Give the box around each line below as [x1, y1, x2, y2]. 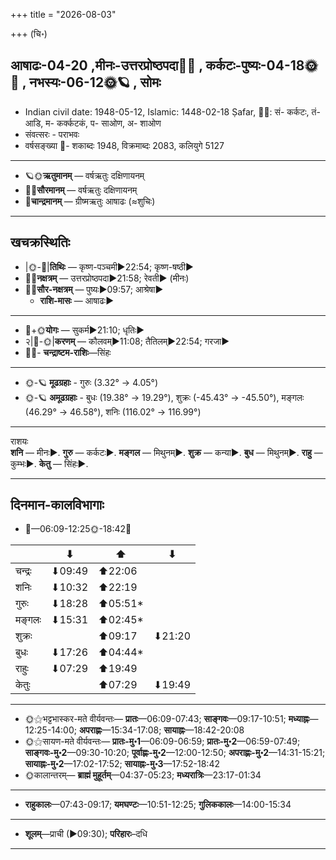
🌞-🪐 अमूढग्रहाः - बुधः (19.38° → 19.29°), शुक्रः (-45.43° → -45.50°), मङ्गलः [24, 391, 305, 403]
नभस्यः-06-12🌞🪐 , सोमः [29, 74, 162, 91]
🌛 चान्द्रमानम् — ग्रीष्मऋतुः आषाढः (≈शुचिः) [24, 195, 156, 207]
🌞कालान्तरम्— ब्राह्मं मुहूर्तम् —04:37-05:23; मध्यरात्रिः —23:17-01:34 [24, 769, 262, 781]
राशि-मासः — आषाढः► [39, 294, 114, 306]
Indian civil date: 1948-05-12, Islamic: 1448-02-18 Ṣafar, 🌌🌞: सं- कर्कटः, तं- [24, 105, 321, 118]
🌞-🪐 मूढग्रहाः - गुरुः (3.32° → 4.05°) [24, 376, 159, 388]
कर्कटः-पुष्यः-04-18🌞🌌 [205, 57, 318, 74]
